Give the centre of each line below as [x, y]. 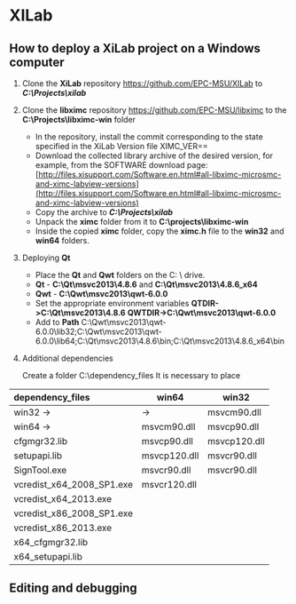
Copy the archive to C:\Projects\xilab [104, 212]
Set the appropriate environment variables [112, 303]
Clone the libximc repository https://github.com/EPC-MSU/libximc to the [154, 110]
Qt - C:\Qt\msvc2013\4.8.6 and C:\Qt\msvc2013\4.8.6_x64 [147, 284]
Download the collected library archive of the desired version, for [154, 155]
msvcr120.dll [169, 485]
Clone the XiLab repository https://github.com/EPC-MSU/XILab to [142, 83]
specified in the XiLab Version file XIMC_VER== [121, 146]
